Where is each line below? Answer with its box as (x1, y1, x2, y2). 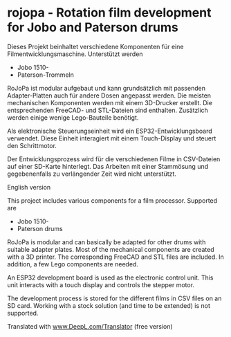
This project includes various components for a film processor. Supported (7, 196, 218, 205)
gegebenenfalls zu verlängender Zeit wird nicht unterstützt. (7, 170, 176, 178)
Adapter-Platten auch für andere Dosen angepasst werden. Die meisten (7, 91, 212, 100)
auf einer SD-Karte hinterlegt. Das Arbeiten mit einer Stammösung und (7, 162, 209, 170)
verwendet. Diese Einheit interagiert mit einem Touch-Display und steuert (7, 134, 216, 143)
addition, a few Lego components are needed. (7, 259, 138, 268)
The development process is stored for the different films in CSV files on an (7, 294, 222, 302)
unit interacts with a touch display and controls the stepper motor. (7, 280, 195, 289)
